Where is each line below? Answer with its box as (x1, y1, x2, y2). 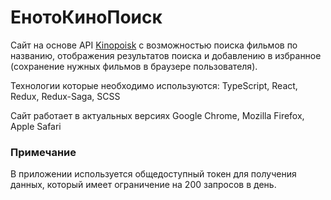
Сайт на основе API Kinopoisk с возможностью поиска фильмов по (10, 39, 298, 51)
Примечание (10, 145, 77, 159)
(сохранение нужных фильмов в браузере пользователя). (10, 60, 258, 72)
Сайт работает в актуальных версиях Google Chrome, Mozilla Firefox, (10, 109, 305, 121)
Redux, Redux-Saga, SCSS (10, 90, 121, 102)
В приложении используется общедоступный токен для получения (10, 168, 297, 180)
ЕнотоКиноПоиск (10, 6, 163, 29)
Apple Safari (10, 120, 62, 132)
